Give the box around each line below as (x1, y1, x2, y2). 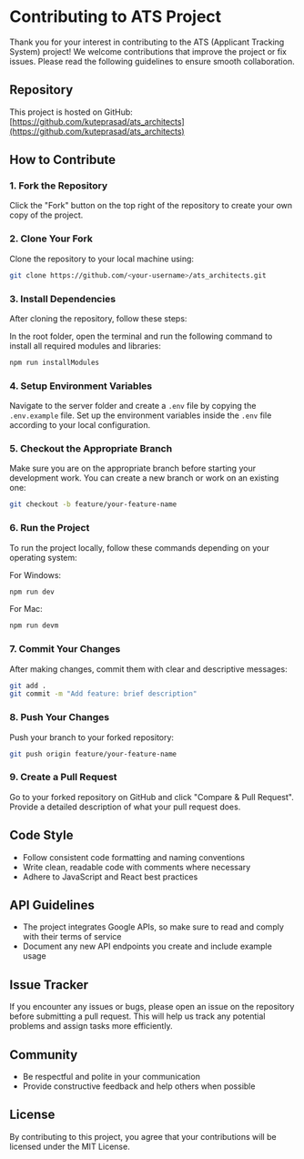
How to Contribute (9, 152, 117, 168)
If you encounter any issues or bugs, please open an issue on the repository (9, 1001, 295, 1012)
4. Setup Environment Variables (9, 380, 153, 392)
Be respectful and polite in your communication (22, 1072, 200, 1083)
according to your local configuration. (9, 420, 151, 431)
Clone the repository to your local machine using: (9, 253, 194, 264)
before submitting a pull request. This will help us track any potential (9, 1011, 266, 1022)
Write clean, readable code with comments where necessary (22, 861, 251, 872)
